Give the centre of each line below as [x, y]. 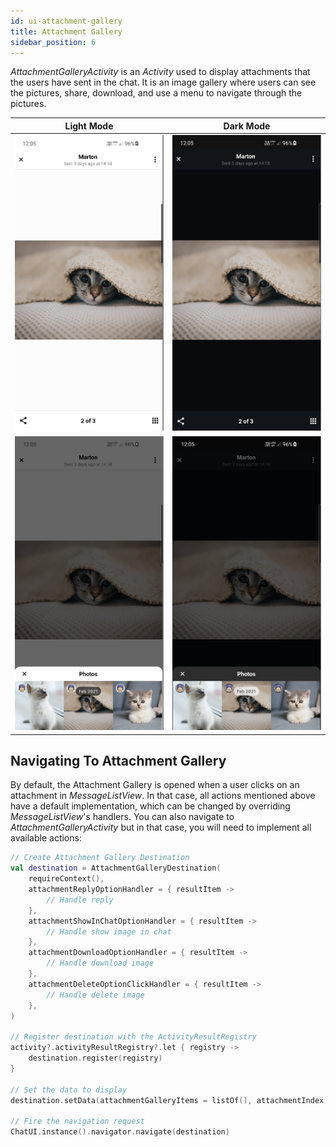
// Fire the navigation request [77, 1121]
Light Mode [89, 126]
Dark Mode [247, 126]
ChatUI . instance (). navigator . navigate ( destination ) [120, 1132]
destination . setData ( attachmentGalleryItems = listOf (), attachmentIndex [167, 1100]
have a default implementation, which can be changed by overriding [150, 806]
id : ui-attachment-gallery [66, 21]
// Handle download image [100, 963]
